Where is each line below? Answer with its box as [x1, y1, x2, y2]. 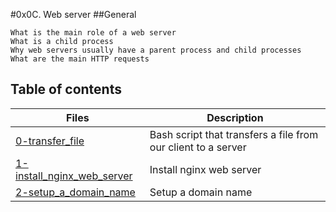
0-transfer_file [15, 134, 85, 148]
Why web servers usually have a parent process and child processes [10, 45, 302, 55]
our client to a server [149, 140, 247, 154]
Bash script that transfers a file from [149, 127, 319, 141]
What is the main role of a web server [10, 28, 177, 38]
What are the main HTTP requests [10, 54, 150, 64]
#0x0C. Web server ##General [10, 9, 137, 20]
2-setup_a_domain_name [15, 185, 136, 199]
